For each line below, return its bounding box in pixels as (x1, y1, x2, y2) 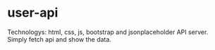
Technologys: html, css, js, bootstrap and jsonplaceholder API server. (7, 28, 209, 36)
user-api (7, 5, 59, 21)
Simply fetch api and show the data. (7, 35, 111, 43)
